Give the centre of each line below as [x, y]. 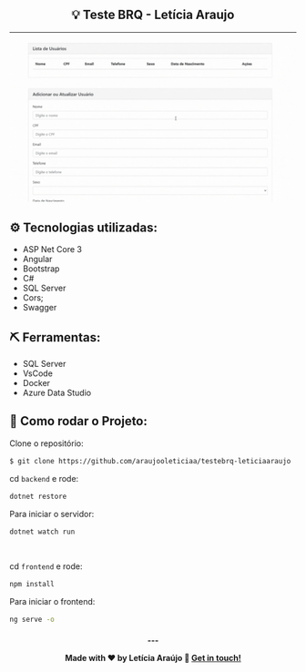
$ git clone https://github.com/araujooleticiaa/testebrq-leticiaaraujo [150, 461]
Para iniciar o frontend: [52, 602]
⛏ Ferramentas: [55, 337]
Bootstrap [41, 269]
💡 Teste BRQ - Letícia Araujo [153, 15]
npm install [32, 585]
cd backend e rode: [44, 478]
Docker [36, 382]
